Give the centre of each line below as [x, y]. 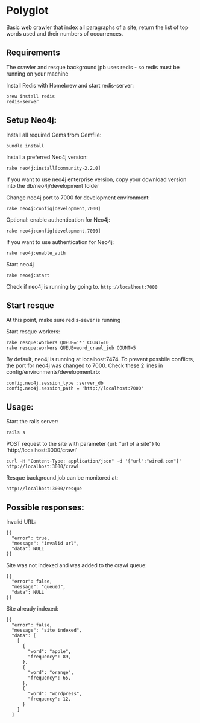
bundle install [25, 146]
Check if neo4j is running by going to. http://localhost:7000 [82, 286]
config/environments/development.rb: [53, 372]
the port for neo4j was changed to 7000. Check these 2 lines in [85, 365]
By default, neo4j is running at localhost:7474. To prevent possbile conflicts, [100, 359]
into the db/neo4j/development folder [53, 185]
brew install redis [31, 96]
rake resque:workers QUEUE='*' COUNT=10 [58, 343]
